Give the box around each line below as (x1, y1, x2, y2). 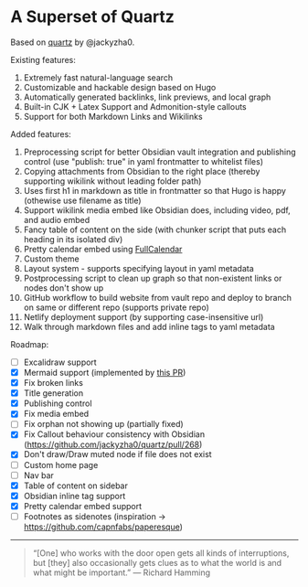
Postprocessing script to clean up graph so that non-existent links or (23, 272, 282, 283)
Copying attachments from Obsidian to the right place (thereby (23, 165, 260, 176)
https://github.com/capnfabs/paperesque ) (23, 521, 184, 532)
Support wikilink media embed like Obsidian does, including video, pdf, (23, 204, 291, 216)
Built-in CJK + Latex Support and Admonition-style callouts (23, 101, 248, 112)
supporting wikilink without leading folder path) (23, 176, 202, 187)
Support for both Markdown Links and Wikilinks (23, 111, 204, 122)
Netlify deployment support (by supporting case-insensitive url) (23, 311, 264, 322)
